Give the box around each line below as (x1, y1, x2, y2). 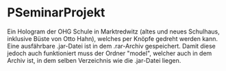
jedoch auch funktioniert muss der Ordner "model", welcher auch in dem (7, 49, 212, 57)
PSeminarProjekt (7, 5, 105, 20)
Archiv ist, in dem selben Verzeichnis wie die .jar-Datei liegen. (7, 56, 181, 64)
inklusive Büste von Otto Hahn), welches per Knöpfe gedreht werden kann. (7, 34, 218, 42)
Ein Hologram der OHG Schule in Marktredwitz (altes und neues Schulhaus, (7, 27, 221, 35)
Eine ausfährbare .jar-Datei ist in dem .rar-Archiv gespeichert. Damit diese (7, 42, 216, 50)
